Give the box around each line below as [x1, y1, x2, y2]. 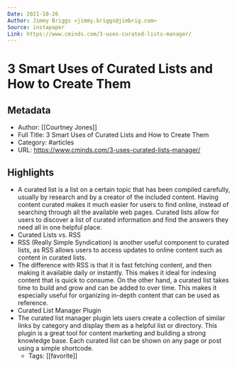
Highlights [7, 166, 55, 179]
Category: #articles [17, 138, 75, 147]
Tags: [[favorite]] [28, 351, 78, 360]
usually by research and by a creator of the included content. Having [17, 193, 219, 201]
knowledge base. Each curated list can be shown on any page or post [17, 336, 222, 345]
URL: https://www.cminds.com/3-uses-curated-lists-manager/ [17, 146, 201, 154]
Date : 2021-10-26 [7, 10, 59, 18]
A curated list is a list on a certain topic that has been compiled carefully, [17, 186, 231, 194]
